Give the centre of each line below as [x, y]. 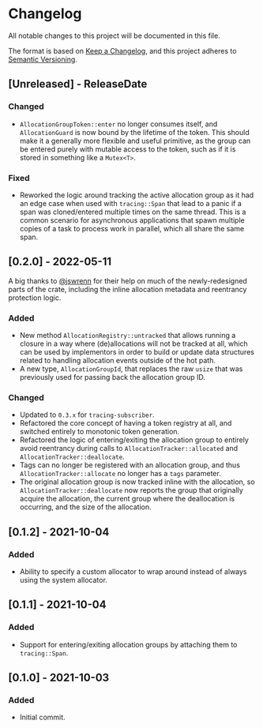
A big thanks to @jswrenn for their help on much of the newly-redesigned [128, 280]
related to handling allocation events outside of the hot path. [117, 361]
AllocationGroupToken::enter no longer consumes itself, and [118, 124]
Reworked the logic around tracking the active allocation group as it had [137, 195]
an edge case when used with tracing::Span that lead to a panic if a [131, 203]
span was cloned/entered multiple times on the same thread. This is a [133, 212]
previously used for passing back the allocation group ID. [112, 377]
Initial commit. [42, 717]
